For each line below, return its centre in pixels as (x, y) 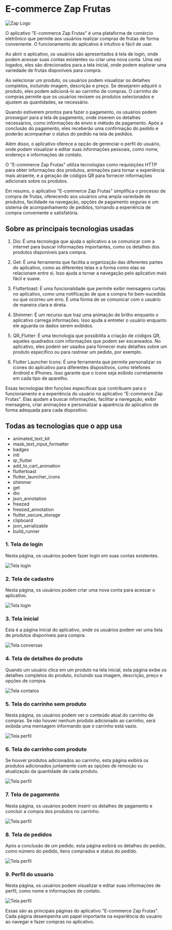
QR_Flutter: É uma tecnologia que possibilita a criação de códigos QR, (87, 335)
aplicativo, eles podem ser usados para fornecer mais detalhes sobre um (90, 346)
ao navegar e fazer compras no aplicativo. (50, 922)
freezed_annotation (33, 509)
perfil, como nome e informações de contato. (53, 891)
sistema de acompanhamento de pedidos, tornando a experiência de (78, 207)
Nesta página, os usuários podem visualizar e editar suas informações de (83, 885)
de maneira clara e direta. (40, 305)
